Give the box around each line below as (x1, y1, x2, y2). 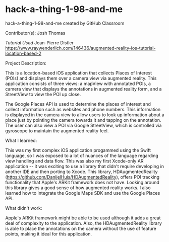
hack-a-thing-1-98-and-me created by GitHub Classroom (5, 20, 125, 26)
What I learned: (5, 137, 37, 143)
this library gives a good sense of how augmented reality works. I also (5, 185, 151, 191)
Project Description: (5, 60, 47, 66)
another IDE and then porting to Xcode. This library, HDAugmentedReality (5, 169, 158, 175)
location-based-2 (5, 50, 42, 56)
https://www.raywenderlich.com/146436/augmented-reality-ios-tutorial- (5, 45, 156, 51)
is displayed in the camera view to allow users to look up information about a (5, 112, 164, 118)
